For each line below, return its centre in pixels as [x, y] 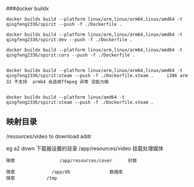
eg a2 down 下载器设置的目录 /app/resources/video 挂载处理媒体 [85, 148]
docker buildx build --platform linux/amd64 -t [66, 97]
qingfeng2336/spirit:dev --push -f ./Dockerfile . [69, 40]
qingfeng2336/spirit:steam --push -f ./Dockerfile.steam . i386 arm [97, 76]
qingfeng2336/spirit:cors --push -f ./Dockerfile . [71, 55]
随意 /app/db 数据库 [65, 172]
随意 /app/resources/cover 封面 [71, 161]
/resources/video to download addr [49, 136]
